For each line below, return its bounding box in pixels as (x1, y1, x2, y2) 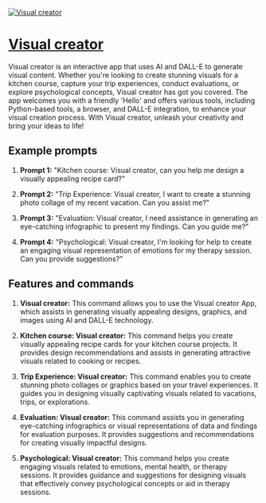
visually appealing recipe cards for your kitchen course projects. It (19, 339, 237, 348)
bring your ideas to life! (8, 120, 84, 131)
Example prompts (8, 144, 98, 158)
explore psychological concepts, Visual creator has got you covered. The (8, 87, 248, 96)
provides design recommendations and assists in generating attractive (19, 348, 251, 357)
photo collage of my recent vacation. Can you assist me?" (19, 198, 209, 207)
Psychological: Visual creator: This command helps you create (19, 453, 229, 462)
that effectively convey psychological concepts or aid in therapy (19, 478, 231, 488)
